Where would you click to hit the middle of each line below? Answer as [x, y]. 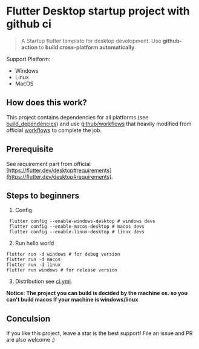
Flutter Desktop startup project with [98, 11]
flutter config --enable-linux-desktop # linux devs [77, 232]
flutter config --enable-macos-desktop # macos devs [77, 227]
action [29, 47]
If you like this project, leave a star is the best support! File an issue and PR [99, 333]
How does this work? [47, 103]
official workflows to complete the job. [54, 130]
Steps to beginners [43, 195]
